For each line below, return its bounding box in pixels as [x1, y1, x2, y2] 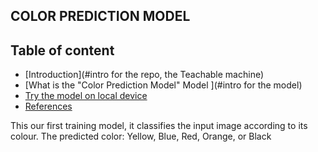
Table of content [10, 42, 115, 59]
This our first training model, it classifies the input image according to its [10, 120, 308, 132]
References [24, 100, 73, 113]
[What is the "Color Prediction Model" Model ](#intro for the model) [24, 79, 303, 91]
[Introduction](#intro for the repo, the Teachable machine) [24, 69, 265, 81]
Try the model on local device [24, 90, 148, 102]
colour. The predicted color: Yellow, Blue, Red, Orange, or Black [10, 130, 272, 143]
